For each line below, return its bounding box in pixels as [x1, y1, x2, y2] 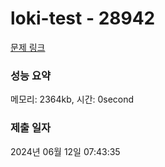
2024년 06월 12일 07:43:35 [10, 145, 121, 157]
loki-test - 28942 [10, 7, 156, 30]
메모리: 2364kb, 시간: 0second [10, 93, 135, 106]
